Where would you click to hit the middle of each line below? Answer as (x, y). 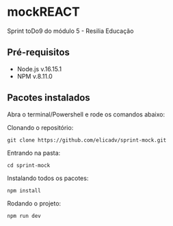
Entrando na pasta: (34, 153)
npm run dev (24, 216)
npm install (24, 190)
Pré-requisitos (39, 52)
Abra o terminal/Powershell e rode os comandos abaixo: (86, 114)
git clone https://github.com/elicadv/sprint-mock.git (87, 140)
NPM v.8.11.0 (35, 76)
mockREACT (43, 12)
